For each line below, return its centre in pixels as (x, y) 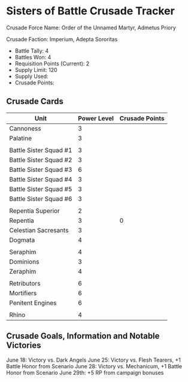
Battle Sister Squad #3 (41, 169)
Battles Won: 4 (33, 57)
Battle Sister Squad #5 (41, 189)
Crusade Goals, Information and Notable (83, 336)
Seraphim (23, 251)
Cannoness (25, 128)
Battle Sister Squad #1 (41, 150)
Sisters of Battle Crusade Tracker (90, 11)
